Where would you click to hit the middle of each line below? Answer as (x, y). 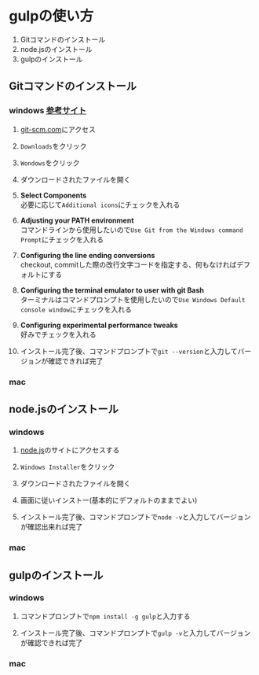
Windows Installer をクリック (67, 467)
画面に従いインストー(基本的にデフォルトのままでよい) (109, 500)
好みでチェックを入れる (58, 334)
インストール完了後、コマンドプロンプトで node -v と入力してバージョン (135, 517)
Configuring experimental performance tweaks (99, 325)
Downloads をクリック (53, 146)
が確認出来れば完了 (51, 527)
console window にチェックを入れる (76, 309)
